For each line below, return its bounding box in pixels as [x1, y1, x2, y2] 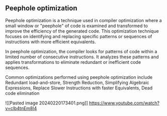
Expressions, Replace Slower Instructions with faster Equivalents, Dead [5, 85, 152, 91]
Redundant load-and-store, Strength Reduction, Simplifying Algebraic [5, 79, 149, 85]
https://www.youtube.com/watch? [89, 100, 160, 106]
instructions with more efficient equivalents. [5, 39, 97, 45]
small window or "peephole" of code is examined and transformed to [5, 23, 148, 29]
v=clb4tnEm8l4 [5, 105, 37, 111]
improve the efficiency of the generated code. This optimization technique [5, 28, 159, 34]
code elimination [5, 90, 40, 96]
